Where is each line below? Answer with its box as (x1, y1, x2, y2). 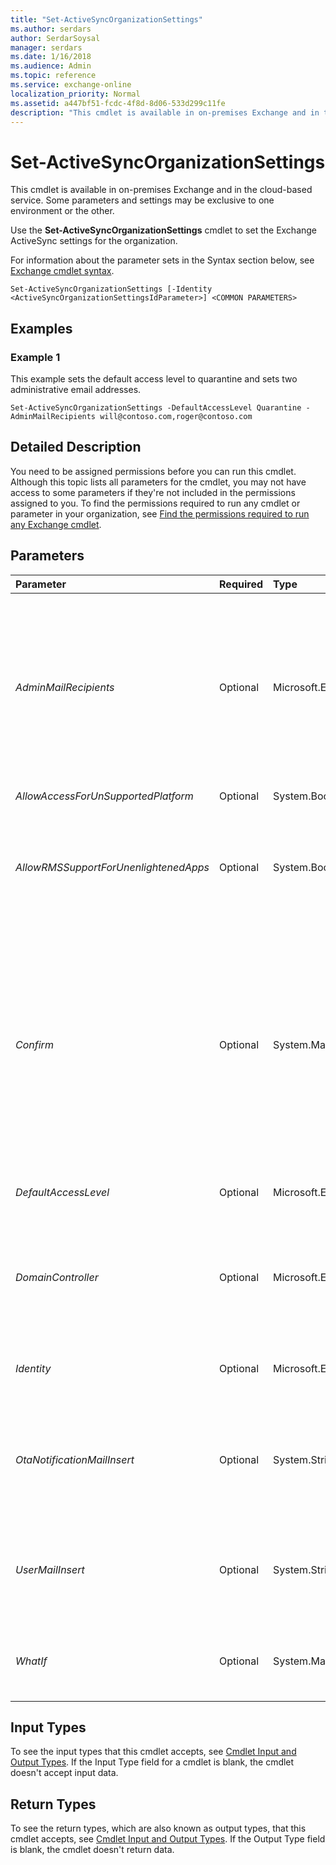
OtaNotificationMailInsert (15, 1452, 135, 1466)
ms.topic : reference (10, 71, 97, 81)
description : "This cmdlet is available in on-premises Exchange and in (10, 107, 320, 118)
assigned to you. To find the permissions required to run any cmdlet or (10, 497, 301, 509)
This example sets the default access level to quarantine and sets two (10, 373, 298, 385)
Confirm (15, 1037, 54, 1051)
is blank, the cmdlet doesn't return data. (10, 1844, 175, 1856)
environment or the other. (10, 205, 115, 217)
